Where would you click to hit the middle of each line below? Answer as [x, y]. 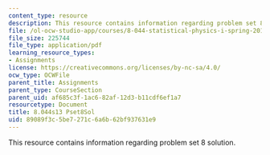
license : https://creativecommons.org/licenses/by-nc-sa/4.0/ [115, 68]
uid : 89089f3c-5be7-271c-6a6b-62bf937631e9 [82, 120]
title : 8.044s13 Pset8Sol [51, 113]
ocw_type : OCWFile [39, 75]
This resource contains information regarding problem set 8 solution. [122, 142]
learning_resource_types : [51, 53]
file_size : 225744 [39, 38]
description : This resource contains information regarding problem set [133, 23]
